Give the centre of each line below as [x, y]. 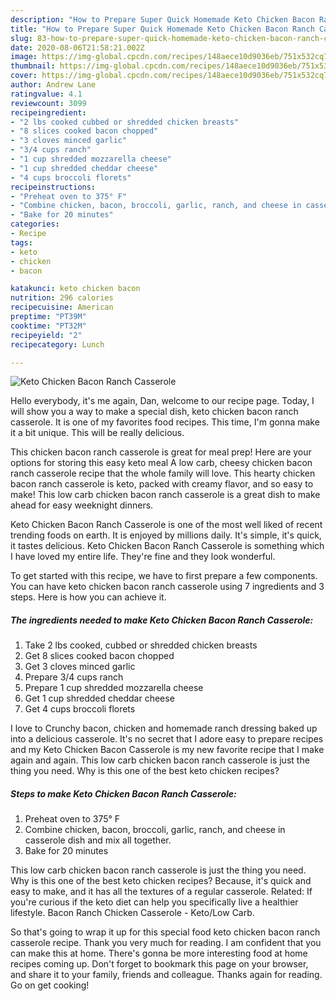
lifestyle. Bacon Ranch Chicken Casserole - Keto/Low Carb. [132, 913]
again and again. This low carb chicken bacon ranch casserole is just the [160, 760]
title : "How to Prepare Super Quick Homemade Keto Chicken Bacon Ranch [162, 29]
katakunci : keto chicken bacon [75, 289]
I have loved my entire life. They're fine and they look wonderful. [143, 557]
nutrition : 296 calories [62, 298]
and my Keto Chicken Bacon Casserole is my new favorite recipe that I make [167, 750]
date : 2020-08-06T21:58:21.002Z [77, 47]
